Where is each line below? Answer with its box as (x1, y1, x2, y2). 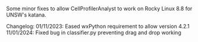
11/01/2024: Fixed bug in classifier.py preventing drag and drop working (6, 29, 181, 36)
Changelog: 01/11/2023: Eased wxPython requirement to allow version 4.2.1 (6, 23, 190, 30)
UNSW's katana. (6, 11, 46, 18)
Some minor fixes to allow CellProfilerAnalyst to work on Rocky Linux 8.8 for (6, 5, 193, 12)
